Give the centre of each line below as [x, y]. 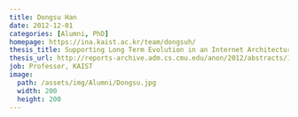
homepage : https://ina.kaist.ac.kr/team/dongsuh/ [103, 42]
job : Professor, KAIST [51, 67]
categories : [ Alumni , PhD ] [59, 33]
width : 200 [37, 91]
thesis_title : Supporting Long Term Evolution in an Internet [126, 50]
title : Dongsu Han [43, 17]
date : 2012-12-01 [41, 26]
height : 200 [39, 99]
